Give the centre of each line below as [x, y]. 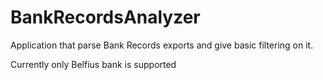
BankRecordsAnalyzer [105, 17]
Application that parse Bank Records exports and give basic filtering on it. [162, 45]
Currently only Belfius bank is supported [93, 64]
